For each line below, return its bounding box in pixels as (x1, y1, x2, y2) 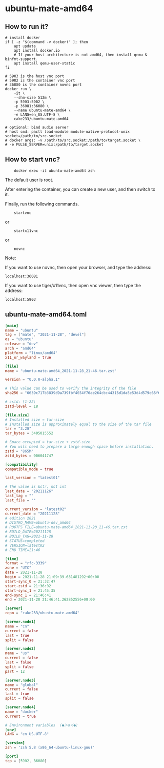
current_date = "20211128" (5, 511, 60, 516)
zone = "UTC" (5, 565, 32, 570)
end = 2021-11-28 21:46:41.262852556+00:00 (5, 597, 95, 602)
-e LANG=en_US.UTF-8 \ (14, 112, 60, 117)
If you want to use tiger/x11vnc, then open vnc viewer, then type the (5, 282, 141, 288)
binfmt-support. (5, 57, 38, 62)
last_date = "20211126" (5, 489, 54, 494)
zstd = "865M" (5, 449, 34, 454)
